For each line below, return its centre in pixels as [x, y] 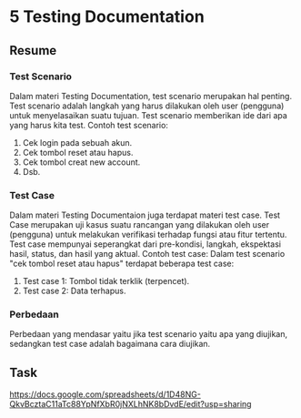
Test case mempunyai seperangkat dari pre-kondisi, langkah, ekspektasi [145, 244]
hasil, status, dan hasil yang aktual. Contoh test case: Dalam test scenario [147, 254]
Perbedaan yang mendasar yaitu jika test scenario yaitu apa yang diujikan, [149, 334]
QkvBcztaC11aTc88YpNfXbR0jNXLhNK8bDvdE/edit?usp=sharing [130, 404]
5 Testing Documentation [107, 17]
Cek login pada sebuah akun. [77, 142]
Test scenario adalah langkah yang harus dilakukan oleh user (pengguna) [147, 106]
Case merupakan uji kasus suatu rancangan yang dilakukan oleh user [140, 225]
